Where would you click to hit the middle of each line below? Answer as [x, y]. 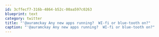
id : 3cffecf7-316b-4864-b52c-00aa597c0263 [48, 9]
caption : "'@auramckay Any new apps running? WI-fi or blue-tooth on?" [80, 27]
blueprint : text [21, 14]
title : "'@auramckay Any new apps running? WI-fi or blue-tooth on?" [78, 23]
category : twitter [24, 18]
